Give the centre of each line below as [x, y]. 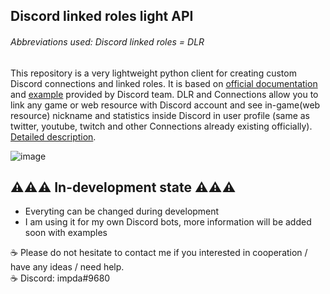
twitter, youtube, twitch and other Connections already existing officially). [161, 126]
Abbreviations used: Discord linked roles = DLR [107, 41]
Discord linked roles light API [102, 16]
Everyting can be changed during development [122, 211]
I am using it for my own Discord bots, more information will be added [168, 222]
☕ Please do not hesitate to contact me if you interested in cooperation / [159, 253]
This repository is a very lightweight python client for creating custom [153, 73]
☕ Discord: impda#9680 [60, 278]
